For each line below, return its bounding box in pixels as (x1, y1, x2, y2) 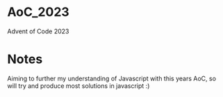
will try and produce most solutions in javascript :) (7, 81, 150, 90)
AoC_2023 (7, 4, 69, 20)
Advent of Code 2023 (7, 27, 69, 35)
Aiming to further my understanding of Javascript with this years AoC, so (7, 74, 217, 82)
